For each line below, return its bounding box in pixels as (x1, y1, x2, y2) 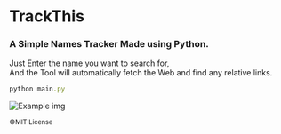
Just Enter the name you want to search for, (9, 58, 170, 68)
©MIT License (9, 118, 53, 127)
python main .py (9, 84, 66, 94)
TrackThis (9, 6, 84, 27)
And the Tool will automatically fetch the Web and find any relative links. (9, 67, 273, 78)
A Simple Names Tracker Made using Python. (9, 38, 209, 51)
